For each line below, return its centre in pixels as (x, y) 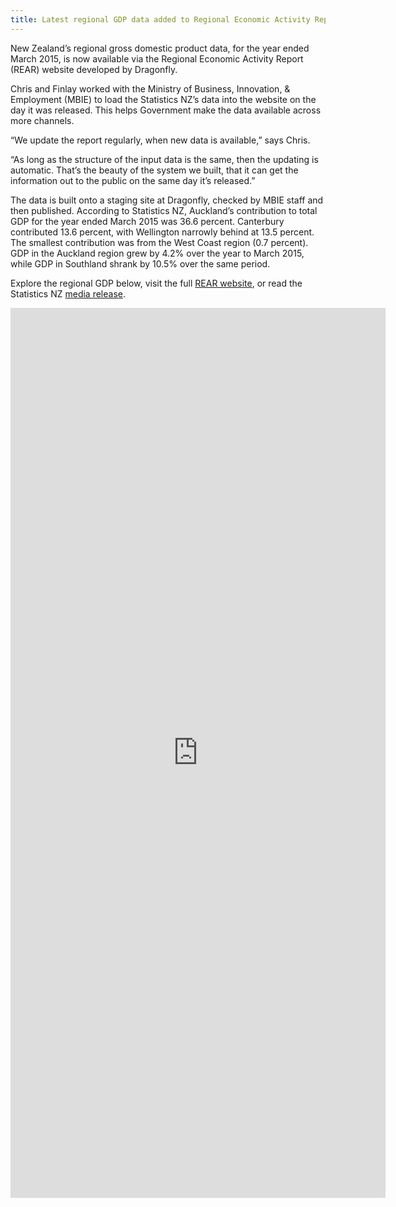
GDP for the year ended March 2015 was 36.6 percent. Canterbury (147, 221)
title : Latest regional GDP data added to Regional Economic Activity (160, 19)
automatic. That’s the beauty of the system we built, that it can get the (154, 170)
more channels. (42, 120)
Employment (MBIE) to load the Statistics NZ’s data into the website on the (163, 99)
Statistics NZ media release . (68, 293)
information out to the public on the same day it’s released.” (133, 180)
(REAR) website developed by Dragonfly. (94, 69)
